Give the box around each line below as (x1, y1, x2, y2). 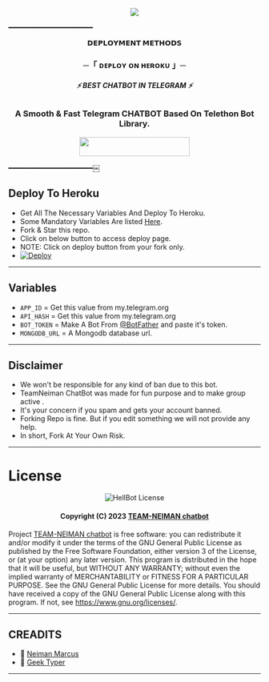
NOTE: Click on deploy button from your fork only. (19, 242, 186, 251)
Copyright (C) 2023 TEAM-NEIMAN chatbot (59, 511, 210, 520)
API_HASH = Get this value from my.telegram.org (19, 311, 176, 320)
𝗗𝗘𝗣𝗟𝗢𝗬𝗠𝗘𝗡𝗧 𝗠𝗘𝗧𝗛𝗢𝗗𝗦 (86, 38, 183, 47)
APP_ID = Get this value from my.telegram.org (19, 303, 170, 312)
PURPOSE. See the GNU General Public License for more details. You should (8, 580, 261, 590)
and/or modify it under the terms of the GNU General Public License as (8, 537, 243, 548)
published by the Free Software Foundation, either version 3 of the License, (8, 546, 258, 556)
